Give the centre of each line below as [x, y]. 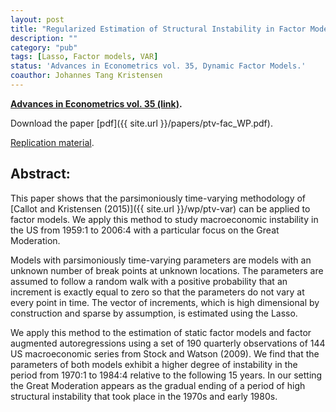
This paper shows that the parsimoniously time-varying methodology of [158, 198]
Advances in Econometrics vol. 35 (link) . [96, 103]
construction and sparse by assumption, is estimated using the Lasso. [154, 313]
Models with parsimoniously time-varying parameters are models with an [161, 260]
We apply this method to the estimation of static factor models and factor [161, 332]
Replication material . [52, 142]
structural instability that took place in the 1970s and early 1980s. [144, 396]
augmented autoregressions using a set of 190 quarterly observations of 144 [168, 343]
